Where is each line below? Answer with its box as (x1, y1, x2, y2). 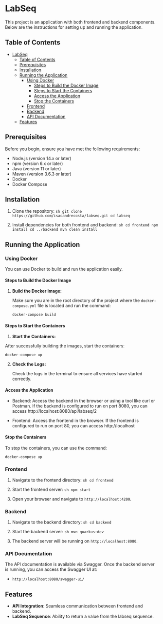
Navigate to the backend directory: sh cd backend (12, 519, 112, 525)
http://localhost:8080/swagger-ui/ (12, 577, 85, 582)
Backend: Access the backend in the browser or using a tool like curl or (12, 398, 155, 404)
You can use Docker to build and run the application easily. (5, 266, 123, 272)
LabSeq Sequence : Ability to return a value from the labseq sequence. (12, 613, 154, 620)
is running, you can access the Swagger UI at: (5, 566, 97, 572)
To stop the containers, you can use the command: (5, 445, 107, 451)
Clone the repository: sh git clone (12, 208, 82, 214)
